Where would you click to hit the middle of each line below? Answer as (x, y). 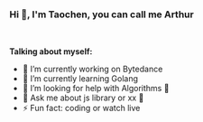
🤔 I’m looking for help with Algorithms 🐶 (96, 89)
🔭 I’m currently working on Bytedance (92, 69)
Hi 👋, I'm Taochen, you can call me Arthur (101, 14)
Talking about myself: (51, 52)
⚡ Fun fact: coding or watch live (81, 108)
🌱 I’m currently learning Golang (80, 79)
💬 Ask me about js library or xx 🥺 (83, 98)
